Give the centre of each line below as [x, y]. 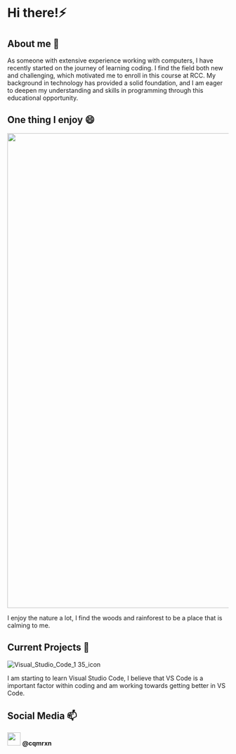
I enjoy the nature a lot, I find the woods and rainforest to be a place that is [115, 618]
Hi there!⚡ [37, 13]
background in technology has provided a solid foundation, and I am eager [115, 83]
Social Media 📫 [42, 716]
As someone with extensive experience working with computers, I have [111, 60]
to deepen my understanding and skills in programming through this [105, 90]
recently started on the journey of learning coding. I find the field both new [115, 68]
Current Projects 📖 [48, 647]
